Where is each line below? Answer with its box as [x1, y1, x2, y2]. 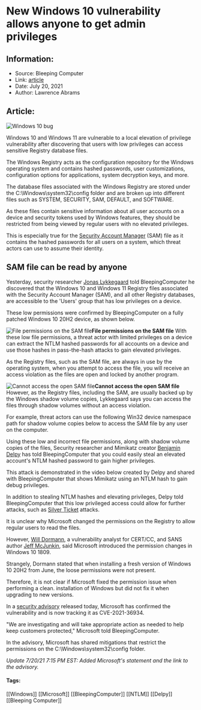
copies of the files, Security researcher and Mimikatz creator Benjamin [6, 444, 181, 451]
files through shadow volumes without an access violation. [6, 402, 151, 409]
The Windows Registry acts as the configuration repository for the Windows [6, 158, 194, 166]
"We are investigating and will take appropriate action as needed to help [6, 620, 184, 627]
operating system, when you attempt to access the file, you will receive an [6, 364, 190, 372]
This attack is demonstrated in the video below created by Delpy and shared [6, 469, 195, 476]
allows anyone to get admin [6, 17, 146, 31]
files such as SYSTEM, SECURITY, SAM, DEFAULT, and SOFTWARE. [6, 196, 174, 203]
